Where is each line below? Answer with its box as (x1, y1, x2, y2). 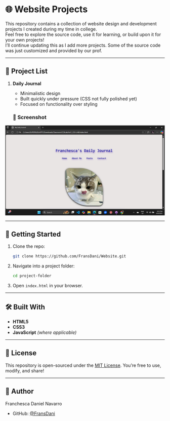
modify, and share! (5, 367, 45, 373)
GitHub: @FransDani (12, 410, 56, 416)
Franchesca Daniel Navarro (5, 400, 62, 406)
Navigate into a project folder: (12, 263, 75, 269)
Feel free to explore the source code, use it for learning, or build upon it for (5, 31, 161, 37)
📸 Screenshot (12, 113, 47, 121)
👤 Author (5, 387, 34, 396)
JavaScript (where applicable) (12, 329, 77, 335)
